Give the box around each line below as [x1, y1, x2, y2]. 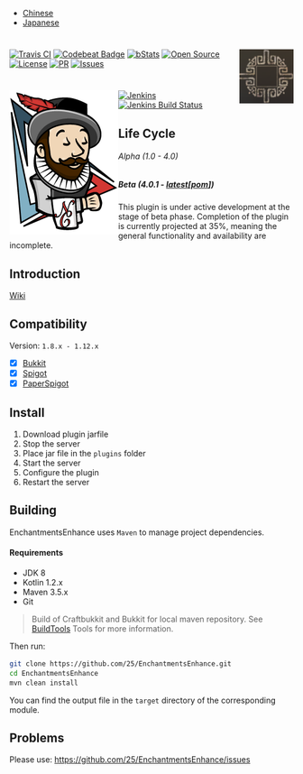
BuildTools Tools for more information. [31, 622, 174, 634]
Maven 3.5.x [22, 586, 69, 597]
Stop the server [22, 438, 81, 449]
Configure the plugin [22, 466, 99, 477]
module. [9, 704, 41, 715]
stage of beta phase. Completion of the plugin [118, 211, 289, 222]
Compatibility [9, 316, 87, 332]
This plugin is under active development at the [118, 202, 290, 213]
